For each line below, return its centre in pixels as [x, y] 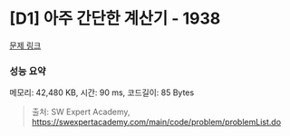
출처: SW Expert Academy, [81, 112]
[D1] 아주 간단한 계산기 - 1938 [115, 19]
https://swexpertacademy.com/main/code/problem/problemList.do [156, 122]
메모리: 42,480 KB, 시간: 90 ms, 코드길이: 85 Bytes [102, 92]
